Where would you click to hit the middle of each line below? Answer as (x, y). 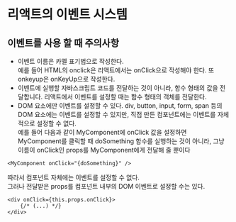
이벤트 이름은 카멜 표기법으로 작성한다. (71, 61)
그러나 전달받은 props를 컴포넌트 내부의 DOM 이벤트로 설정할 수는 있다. (106, 186)
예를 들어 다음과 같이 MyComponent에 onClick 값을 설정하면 (102, 132)
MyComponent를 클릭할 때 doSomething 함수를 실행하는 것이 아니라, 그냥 (121, 141)
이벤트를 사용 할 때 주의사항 (63, 43)
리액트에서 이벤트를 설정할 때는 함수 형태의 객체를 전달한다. (125, 97)
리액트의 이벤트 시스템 (67, 15)
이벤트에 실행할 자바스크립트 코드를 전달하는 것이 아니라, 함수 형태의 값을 (118, 88)
